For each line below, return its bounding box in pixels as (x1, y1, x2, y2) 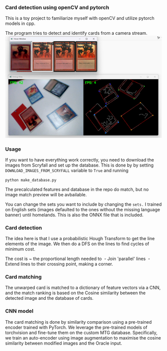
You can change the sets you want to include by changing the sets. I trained (5, 201, 162, 207)
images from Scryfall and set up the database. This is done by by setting (5, 162, 154, 168)
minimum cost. (5, 246, 36, 252)
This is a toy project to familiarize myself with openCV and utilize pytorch (5, 15, 155, 21)
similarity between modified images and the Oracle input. (5, 340, 122, 346)
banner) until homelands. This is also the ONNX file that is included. (5, 212, 144, 218)
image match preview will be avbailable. (5, 191, 87, 197)
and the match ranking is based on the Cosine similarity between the (5, 290, 146, 296)
